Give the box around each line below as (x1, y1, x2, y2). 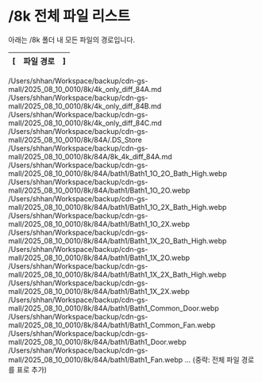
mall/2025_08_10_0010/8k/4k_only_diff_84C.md (8, 118, 163, 128)
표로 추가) (16, 365, 48, 374)
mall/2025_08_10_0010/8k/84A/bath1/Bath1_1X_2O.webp (8, 253, 191, 262)
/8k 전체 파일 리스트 (8, 7, 131, 25)
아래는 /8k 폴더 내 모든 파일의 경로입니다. (8, 35, 136, 44)
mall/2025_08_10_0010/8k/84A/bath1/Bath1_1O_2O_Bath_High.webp (8, 168, 228, 178)
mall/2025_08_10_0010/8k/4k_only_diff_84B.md (8, 101, 161, 111)
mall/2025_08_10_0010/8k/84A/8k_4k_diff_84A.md (8, 151, 172, 161)
